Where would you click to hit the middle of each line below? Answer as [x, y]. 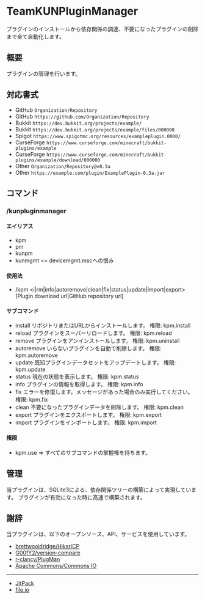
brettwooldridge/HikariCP [47, 546]
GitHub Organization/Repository [56, 110]
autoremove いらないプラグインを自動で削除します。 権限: [88, 348]
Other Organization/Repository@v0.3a [63, 166]
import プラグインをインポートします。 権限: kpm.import [86, 422]
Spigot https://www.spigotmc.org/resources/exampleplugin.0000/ [98, 136]
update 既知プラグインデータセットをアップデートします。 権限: [95, 362]
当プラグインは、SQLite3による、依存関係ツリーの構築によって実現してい [99, 490]
